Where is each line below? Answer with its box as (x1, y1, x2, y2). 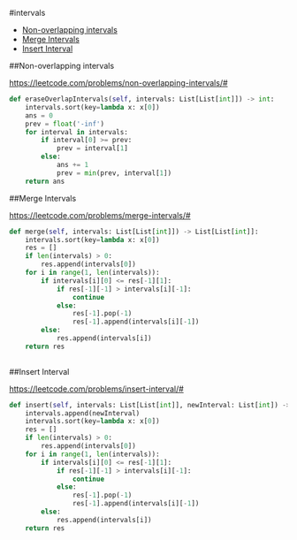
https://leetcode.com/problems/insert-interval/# (9, 384, 184, 394)
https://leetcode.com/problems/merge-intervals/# (9, 209, 192, 220)
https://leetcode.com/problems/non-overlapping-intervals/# (9, 78, 228, 87)
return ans (25, 177, 65, 186)
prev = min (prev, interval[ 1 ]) (56, 168, 172, 178)
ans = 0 (25, 110, 53, 120)
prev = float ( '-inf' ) (25, 119, 104, 128)
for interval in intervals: (25, 127, 128, 136)
